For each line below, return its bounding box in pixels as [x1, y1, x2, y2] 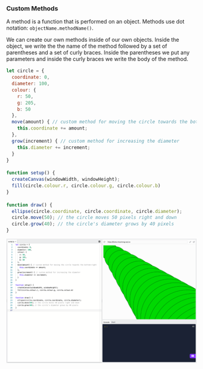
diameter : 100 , [11, 80, 50, 87]
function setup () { [6, 170, 56, 176]
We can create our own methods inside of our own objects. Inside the [6, 36, 179, 44]
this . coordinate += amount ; [17, 125, 88, 131]
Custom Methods [6, 4, 59, 13]
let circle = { [6, 68, 45, 74]
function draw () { [6, 201, 53, 208]
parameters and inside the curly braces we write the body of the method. [6, 56, 188, 63]
